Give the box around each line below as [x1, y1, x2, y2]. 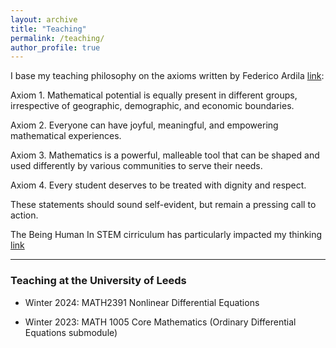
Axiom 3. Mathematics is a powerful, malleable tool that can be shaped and [10, 149, 320, 161]
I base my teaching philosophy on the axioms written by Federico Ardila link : [10, 70, 325, 82]
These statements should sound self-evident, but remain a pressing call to [10, 199, 317, 211]
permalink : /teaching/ [10, 33, 105, 43]
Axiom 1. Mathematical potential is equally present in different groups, [10, 89, 298, 101]
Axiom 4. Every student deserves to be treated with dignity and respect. [10, 179, 307, 191]
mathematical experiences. [10, 130, 122, 142]
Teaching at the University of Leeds [10, 274, 187, 288]
